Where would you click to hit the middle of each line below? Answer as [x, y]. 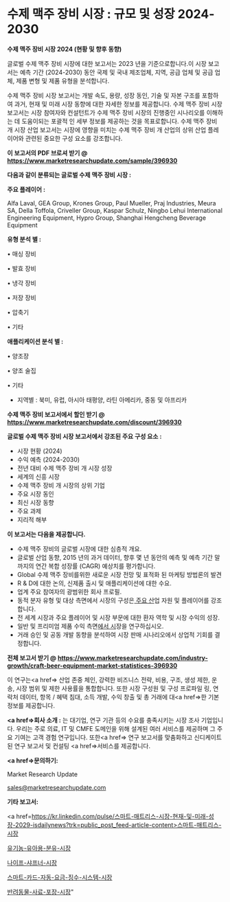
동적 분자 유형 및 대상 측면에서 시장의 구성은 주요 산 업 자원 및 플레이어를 [113, 600]
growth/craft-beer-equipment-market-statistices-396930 [92, 665]
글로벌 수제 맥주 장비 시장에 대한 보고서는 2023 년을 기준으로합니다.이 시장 [107, 63]
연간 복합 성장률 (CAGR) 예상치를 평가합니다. [95, 566]
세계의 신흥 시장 [38, 476]
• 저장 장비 [22, 297]
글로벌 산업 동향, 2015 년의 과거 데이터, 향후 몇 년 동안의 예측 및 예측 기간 [115, 557]
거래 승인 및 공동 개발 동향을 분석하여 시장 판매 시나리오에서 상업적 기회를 [115, 634]
